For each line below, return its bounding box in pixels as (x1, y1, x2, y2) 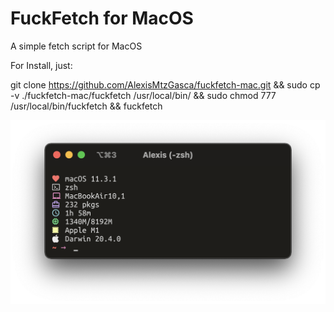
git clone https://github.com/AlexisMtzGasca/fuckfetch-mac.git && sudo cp (10, 78, 321, 91)
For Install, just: (10, 59, 73, 71)
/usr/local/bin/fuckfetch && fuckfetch (10, 100, 163, 112)
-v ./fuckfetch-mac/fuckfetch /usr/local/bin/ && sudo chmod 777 (10, 89, 277, 101)
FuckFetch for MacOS (10, 7, 194, 30)
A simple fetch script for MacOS (10, 40, 143, 52)
